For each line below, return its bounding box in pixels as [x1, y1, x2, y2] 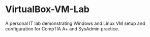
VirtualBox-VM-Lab [5, 4, 90, 15]
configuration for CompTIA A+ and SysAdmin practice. [5, 25, 119, 31]
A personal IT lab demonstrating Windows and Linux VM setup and [5, 20, 145, 26]
